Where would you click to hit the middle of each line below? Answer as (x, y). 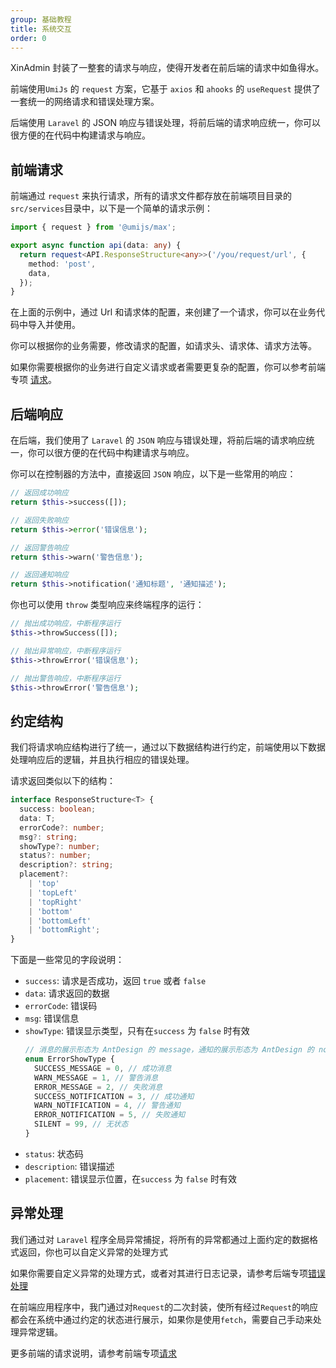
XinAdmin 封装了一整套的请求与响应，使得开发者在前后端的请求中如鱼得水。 (167, 68)
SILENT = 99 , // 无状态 (81, 1124)
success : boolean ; (58, 809)
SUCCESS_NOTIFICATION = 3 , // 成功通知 (114, 1096)
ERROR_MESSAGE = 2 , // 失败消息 (98, 1087)
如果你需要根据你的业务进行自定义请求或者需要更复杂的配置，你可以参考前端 (168, 367)
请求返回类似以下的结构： (63, 781)
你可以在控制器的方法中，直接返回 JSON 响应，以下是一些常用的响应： (153, 474)
